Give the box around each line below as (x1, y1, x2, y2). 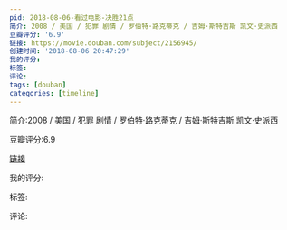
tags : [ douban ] (9, 80, 67, 89)
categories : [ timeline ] (9, 88, 100, 97)
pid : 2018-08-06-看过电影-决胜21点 (9, 13, 134, 23)
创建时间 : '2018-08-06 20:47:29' (9, 47, 130, 56)
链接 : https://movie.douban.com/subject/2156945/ (9, 38, 197, 48)
